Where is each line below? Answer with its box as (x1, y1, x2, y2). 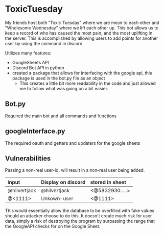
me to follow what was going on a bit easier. (19, 85, 109, 91)
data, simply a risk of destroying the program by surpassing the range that (5, 218, 155, 224)
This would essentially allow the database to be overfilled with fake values (5, 208, 155, 214)
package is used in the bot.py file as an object (12, 75, 105, 81)
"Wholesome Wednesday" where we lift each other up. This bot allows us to (5, 25, 159, 30)
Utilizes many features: (5, 50, 51, 56)
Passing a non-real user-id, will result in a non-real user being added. (5, 167, 145, 173)
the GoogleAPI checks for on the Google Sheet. (5, 223, 101, 229)
